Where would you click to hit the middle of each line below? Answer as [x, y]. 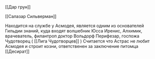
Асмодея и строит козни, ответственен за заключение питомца [72, 46]
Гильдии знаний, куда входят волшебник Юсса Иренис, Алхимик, [74, 31]
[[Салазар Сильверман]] [31, 16]
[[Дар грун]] [18, 7]
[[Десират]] [17, 51]
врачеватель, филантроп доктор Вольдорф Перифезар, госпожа [72, 36]
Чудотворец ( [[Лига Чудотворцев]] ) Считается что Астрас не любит [77, 41]
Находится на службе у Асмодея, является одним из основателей [75, 26]
